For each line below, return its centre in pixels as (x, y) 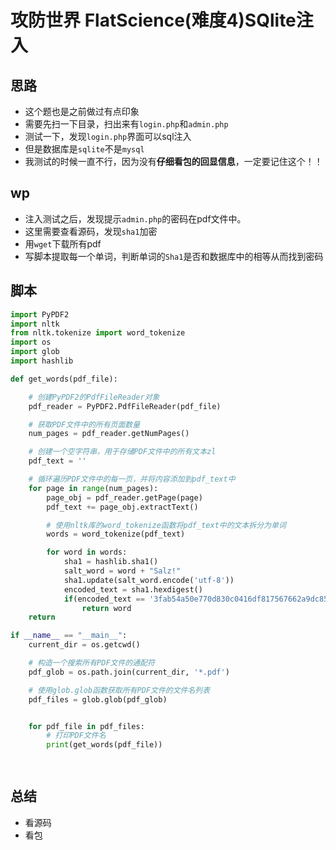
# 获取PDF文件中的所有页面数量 (84, 424)
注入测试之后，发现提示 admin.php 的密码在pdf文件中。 (135, 218)
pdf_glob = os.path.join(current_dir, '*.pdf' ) (129, 672)
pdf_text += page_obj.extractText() (122, 507)
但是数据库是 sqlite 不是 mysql (84, 149)
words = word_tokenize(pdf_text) (116, 534)
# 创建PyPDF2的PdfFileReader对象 (94, 397)
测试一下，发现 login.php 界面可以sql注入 (108, 136)
